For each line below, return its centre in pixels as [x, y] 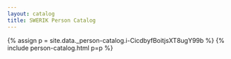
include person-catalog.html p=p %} [60, 48]
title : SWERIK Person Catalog [52, 20]
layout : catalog [31, 14]
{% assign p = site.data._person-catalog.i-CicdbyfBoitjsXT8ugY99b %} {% [116, 40]
